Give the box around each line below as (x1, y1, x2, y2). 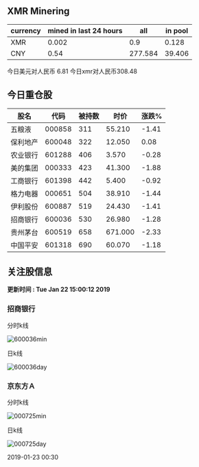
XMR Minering (7, 5, 70, 17)
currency (10, 25, 41, 35)
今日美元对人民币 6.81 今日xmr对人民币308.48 (7, 67, 137, 75)
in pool (165, 25, 189, 35)
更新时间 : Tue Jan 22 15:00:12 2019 (7, 285, 110, 294)
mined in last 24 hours (47, 25, 123, 35)
